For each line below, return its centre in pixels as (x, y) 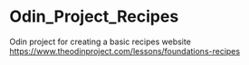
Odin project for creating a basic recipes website (101, 42)
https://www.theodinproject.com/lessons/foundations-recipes (125, 51)
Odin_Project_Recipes (94, 17)
